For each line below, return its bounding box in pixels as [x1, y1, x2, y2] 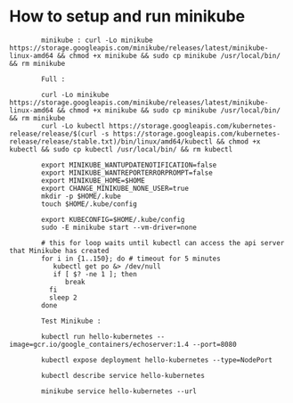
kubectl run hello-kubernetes [41, 332, 153, 341]
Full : [41, 74, 66, 84]
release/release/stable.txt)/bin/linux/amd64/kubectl [9, 136, 214, 146]
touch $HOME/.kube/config [41, 199, 138, 209]
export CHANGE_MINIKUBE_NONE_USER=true [41, 184, 190, 193]
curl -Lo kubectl [41, 121, 105, 130]
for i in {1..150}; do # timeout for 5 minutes [41, 254, 221, 263]
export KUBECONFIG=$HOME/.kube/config [41, 215, 185, 224]
